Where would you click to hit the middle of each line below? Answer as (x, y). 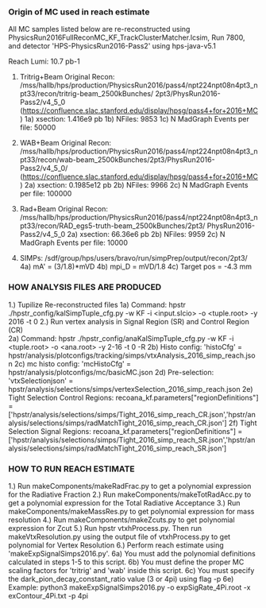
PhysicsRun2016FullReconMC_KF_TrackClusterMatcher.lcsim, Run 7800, (127, 37)
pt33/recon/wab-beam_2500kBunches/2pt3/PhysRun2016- (118, 160)
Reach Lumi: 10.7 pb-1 (44, 61)
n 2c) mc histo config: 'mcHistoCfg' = (69, 363)
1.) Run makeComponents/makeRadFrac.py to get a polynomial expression (130, 486)
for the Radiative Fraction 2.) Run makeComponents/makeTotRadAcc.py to (130, 494)
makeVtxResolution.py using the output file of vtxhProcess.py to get (120, 536)
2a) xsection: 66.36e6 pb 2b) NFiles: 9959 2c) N (146, 234)
